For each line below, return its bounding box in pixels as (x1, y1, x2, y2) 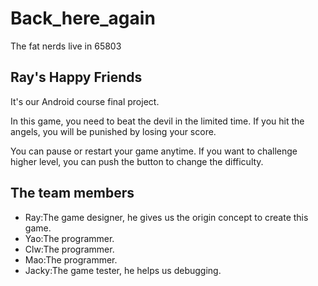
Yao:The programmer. (24, 232, 115, 244)
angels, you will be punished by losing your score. (10, 125, 217, 137)
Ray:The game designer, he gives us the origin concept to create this (24, 211, 309, 223)
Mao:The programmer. (24, 253, 118, 266)
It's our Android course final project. (10, 95, 160, 107)
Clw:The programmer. (24, 243, 115, 255)
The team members (10, 185, 135, 202)
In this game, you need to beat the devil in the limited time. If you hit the (10, 115, 305, 127)
